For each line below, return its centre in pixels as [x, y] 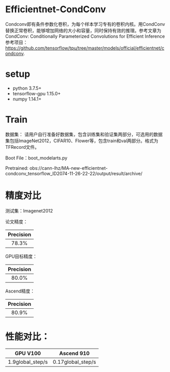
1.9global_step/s [28, 362]
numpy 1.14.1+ [27, 99]
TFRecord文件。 [22, 147]
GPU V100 [28, 353]
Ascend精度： [20, 291]
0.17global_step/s [74, 362]
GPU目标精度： [21, 256]
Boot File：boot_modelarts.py [36, 158]
